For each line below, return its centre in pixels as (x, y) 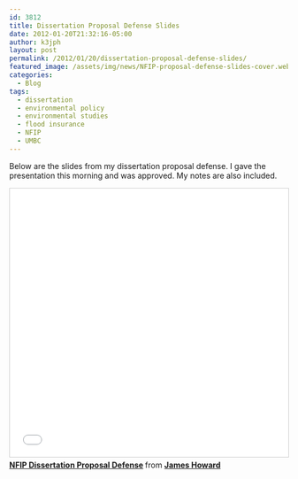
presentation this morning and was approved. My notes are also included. (143, 175)
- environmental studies (63, 116)
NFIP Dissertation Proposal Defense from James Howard (115, 465)
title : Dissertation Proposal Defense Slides (94, 26)
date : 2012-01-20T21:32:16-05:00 (71, 34)
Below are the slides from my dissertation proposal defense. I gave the (138, 166)
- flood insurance (51, 125)
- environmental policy (61, 108)
